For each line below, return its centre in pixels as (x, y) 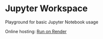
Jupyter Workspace (46, 9)
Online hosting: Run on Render (36, 31)
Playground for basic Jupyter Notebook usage (52, 22)
